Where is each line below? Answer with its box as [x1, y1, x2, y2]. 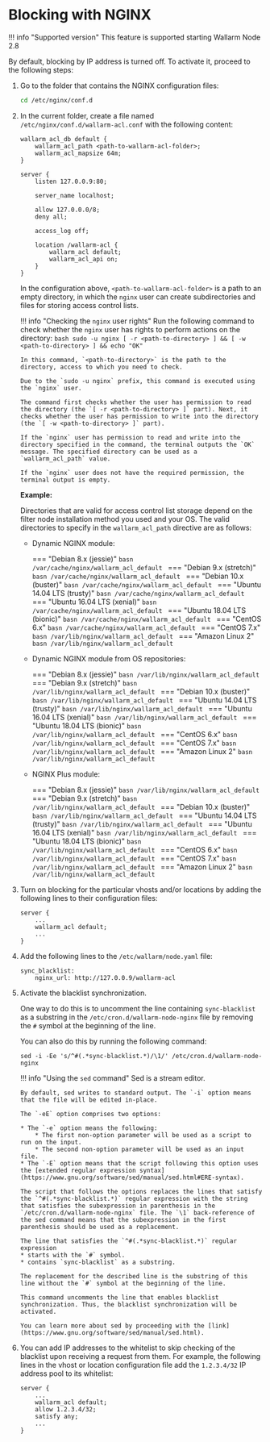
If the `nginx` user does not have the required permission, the [19, 469, 244, 477]
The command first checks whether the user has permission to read [19, 398, 251, 406]
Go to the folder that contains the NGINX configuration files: [19, 81, 219, 90]
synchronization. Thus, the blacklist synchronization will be [19, 1300, 238, 1308]
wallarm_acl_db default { [19, 135, 107, 143]
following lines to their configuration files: [19, 893, 158, 902]
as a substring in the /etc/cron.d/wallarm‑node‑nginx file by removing [19, 1012, 254, 1022]
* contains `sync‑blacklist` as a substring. [19, 1258, 176, 1266]
